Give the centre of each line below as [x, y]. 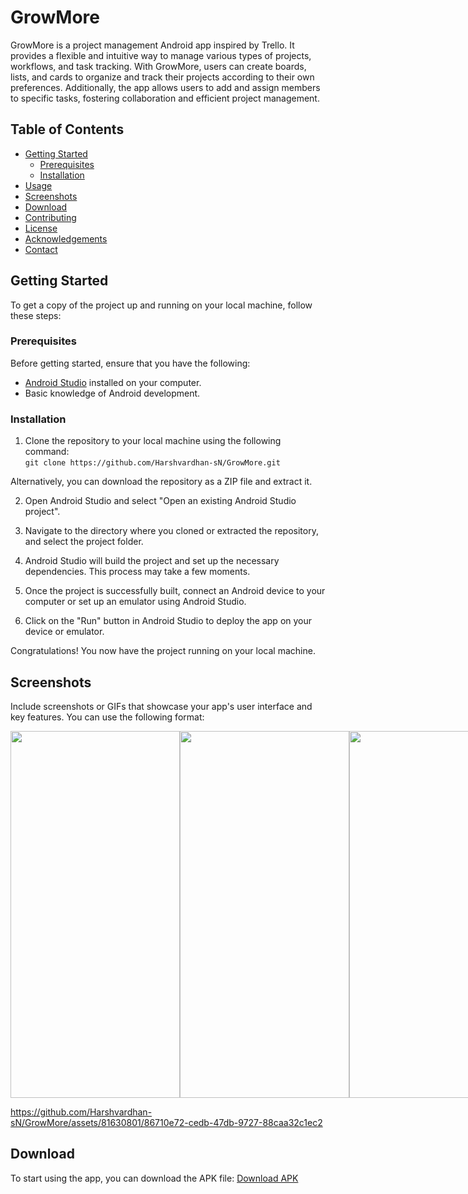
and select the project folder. [84, 542]
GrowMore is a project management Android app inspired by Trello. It [152, 45]
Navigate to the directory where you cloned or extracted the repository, [171, 531]
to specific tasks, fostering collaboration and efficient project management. [165, 98]
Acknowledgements [66, 238]
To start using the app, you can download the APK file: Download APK [154, 1178]
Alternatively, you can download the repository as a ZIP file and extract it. [161, 482]
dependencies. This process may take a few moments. [137, 572]
